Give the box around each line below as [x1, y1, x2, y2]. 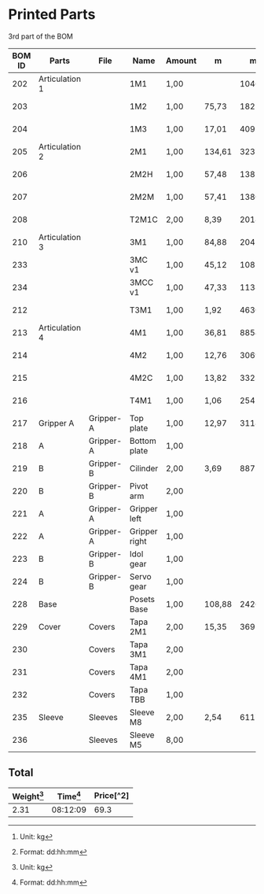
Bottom [129, 435, 157, 446]
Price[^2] [93, 790, 130, 801]
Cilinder [129, 463, 159, 474]
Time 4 [57, 789, 81, 802]
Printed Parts [8, 6, 96, 24]
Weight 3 [12, 789, 45, 802]
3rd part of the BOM [8, 31, 73, 41]
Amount [166, 55, 197, 66]
